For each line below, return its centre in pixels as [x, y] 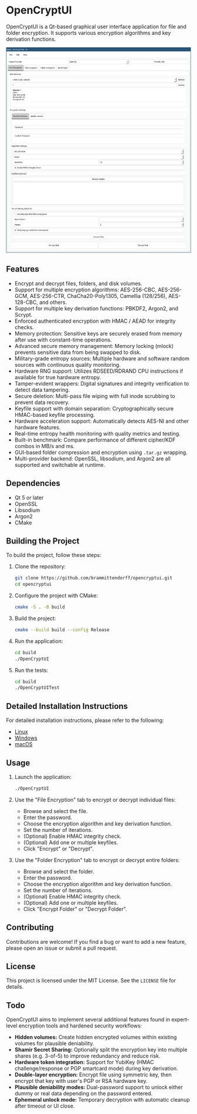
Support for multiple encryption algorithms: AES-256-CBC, [86, 290]
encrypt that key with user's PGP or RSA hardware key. [81, 1081]
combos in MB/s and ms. [45, 446]
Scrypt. [23, 314]
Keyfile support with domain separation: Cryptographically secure [94, 408]
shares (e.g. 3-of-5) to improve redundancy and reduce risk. [87, 1056]
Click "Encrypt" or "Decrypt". [58, 848]
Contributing [30, 928]
